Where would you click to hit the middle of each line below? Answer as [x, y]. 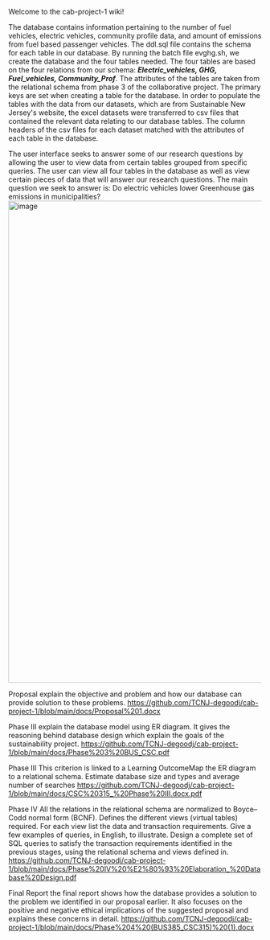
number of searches [42, 785]
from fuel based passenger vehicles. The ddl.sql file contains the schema [130, 44]
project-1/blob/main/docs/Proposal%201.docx [84, 711]
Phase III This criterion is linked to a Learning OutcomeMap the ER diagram [132, 768]
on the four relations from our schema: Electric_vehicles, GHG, [112, 70]
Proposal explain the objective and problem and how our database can [125, 694]
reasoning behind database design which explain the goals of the [117, 735]
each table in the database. [53, 138]
